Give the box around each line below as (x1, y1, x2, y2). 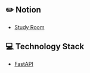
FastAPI (14, 60, 33, 67)
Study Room (14, 23, 45, 31)
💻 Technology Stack (5, 42, 85, 52)
